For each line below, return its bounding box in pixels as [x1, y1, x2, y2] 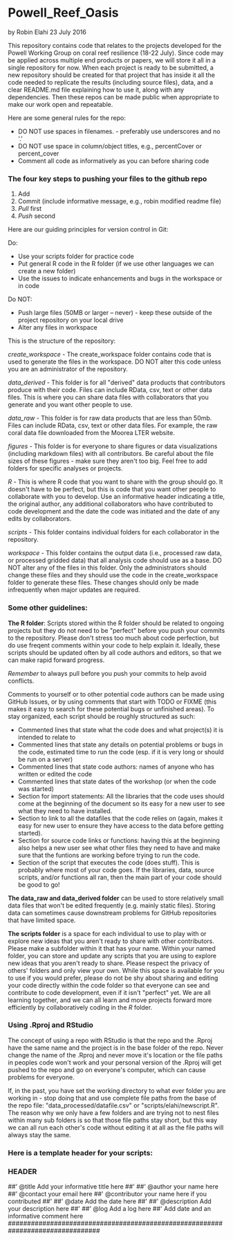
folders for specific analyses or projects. [8, 464, 123, 473]
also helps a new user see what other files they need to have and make [17, 843, 221, 851]
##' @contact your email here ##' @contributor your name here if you [8, 1190, 207, 1198]
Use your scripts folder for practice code [17, 252, 134, 261]
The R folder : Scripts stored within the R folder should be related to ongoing [8, 619, 224, 627]
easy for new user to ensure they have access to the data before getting [17, 821, 224, 830]
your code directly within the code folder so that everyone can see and [8, 980, 210, 990]
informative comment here [8, 1212, 84, 1221]
